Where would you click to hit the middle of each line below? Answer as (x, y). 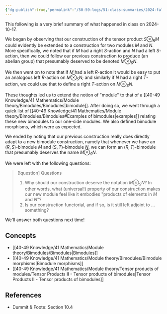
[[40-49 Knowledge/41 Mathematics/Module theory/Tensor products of (85, 269)
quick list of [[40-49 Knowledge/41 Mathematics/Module (63, 111)
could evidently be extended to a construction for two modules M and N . (80, 45)
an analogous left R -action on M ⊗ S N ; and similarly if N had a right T (76, 78)
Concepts (21, 235)
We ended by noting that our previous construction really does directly (78, 136)
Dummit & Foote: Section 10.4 (42, 307)
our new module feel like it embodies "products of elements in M (91, 194)
